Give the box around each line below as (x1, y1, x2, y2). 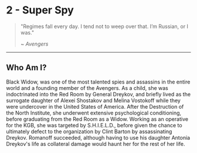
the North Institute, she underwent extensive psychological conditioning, (6, 109, 182, 116)
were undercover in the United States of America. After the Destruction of (6, 103, 184, 110)
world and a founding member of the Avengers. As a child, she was (6, 84, 168, 91)
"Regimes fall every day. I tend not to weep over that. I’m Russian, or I (20, 23, 189, 30)
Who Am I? (6, 62, 47, 73)
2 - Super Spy (6, 4, 74, 17)
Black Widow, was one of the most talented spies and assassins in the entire (6, 78, 191, 85)
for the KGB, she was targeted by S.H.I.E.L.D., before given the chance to (6, 121, 183, 128)
